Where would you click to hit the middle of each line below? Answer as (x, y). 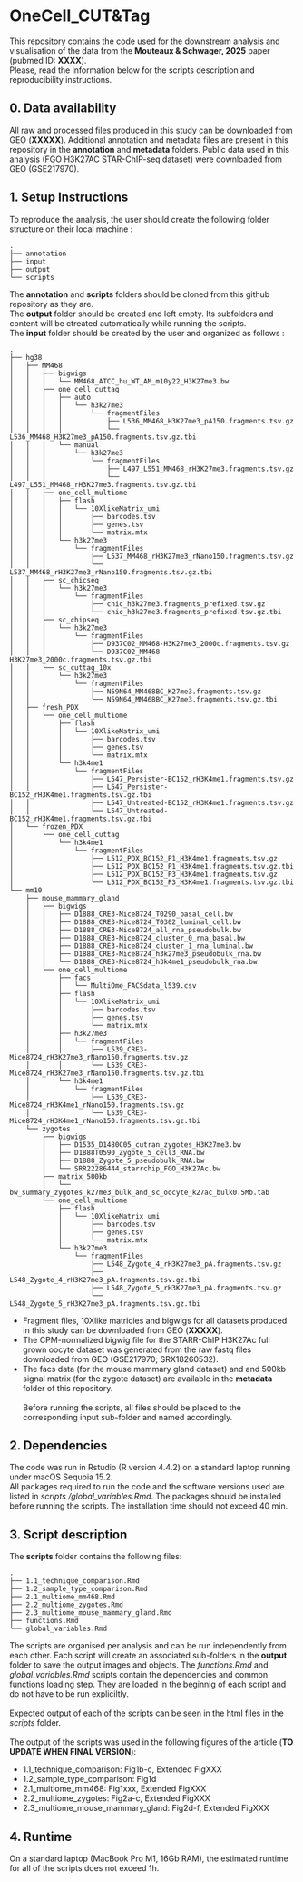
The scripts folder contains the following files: (96, 1557)
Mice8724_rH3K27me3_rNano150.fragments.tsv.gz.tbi (107, 1073)
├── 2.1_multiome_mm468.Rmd (63, 1597)
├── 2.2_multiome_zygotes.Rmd (67, 1605)
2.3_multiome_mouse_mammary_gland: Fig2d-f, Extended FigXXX (146, 1808)
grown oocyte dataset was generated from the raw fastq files (137, 1349)
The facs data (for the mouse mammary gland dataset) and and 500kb (154, 1369)
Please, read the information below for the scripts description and (132, 70)
